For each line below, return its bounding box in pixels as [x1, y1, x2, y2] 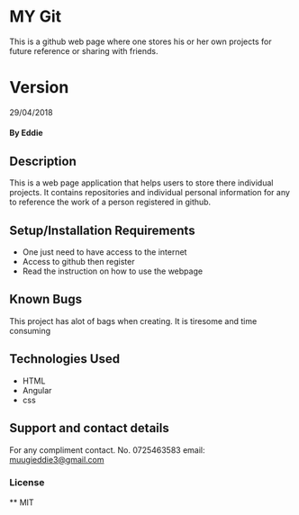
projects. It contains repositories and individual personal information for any [9, 187, 291, 198]
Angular [22, 384, 52, 395]
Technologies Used [9, 351, 120, 366]
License [9, 476, 45, 489]
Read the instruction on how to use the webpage [22, 266, 204, 276]
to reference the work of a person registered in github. [9, 196, 212, 208]
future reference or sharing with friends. [9, 45, 159, 56]
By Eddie [9, 128, 43, 139]
